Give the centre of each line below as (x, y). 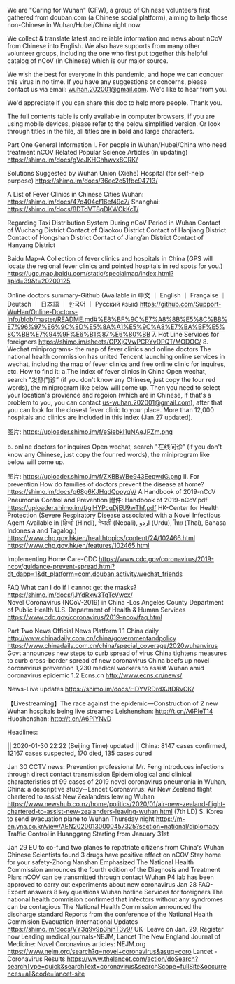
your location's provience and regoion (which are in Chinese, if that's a (109, 395)
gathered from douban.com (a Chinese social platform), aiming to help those (117, 17)
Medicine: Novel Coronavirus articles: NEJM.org (77, 944)
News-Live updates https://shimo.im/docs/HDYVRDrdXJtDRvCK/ (101, 689)
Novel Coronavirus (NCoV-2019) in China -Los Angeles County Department (115, 602)
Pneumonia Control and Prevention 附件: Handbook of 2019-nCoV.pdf (107, 500)
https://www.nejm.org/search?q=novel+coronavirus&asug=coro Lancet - (113, 951)
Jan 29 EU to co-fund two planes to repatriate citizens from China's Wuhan (116, 847)
